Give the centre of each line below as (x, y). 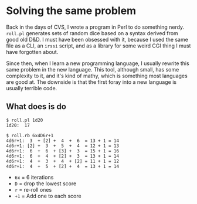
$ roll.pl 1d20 (25, 120)
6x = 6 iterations (34, 177)
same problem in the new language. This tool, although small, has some (93, 69)
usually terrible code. (32, 88)
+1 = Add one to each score (48, 196)
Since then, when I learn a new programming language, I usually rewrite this (98, 63)
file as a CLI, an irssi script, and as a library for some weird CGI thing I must (98, 46)
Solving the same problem (71, 11)
